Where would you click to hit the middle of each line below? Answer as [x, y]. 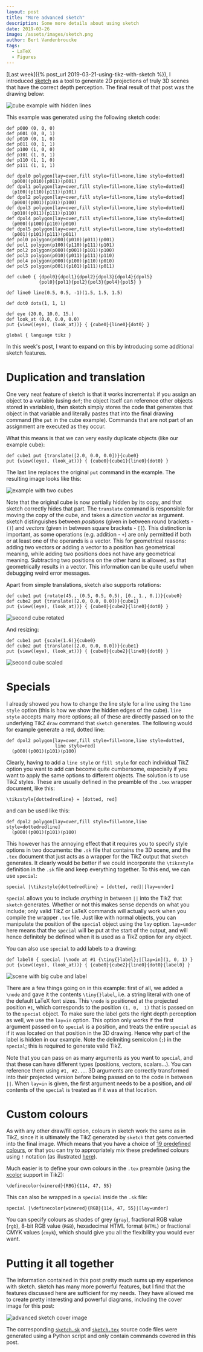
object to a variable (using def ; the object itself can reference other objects [100, 400]
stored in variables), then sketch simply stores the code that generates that [100, 407]
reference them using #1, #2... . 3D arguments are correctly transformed [98, 1070]
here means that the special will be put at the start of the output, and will [97, 930]
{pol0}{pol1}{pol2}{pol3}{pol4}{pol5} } [90, 282]
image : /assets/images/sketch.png [50, 35]
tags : [13, 46]
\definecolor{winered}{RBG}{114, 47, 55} [59, 1186]
